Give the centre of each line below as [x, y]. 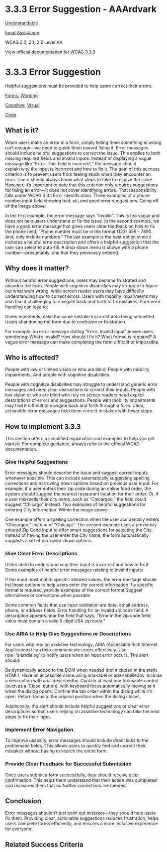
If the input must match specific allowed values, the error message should [81, 579]
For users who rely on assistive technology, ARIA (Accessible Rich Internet [82, 645]
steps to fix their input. [28, 717]
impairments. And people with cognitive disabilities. [58, 375]
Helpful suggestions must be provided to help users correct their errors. [79, 86]
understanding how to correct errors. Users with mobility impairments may [82, 296]
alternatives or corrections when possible [48, 595]
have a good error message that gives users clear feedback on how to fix [80, 226]
